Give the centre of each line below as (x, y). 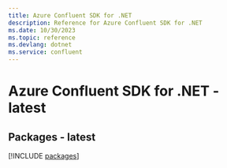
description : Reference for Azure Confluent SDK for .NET (105, 23)
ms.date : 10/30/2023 (42, 30)
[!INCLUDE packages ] (44, 156)
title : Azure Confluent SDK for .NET (70, 15)
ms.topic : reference (42, 37)
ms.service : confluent (45, 52)
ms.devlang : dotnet (40, 45)
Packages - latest (52, 137)
